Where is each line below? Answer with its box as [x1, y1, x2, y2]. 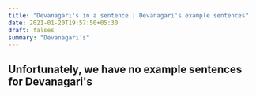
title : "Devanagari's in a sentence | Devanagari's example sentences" [8, 11, 249, 20]
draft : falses [8, 26, 55, 34]
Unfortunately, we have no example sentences [8, 62, 243, 76]
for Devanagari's [8, 75, 92, 88]
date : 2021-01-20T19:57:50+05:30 [8, 19, 119, 27]
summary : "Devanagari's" [8, 33, 90, 42]
